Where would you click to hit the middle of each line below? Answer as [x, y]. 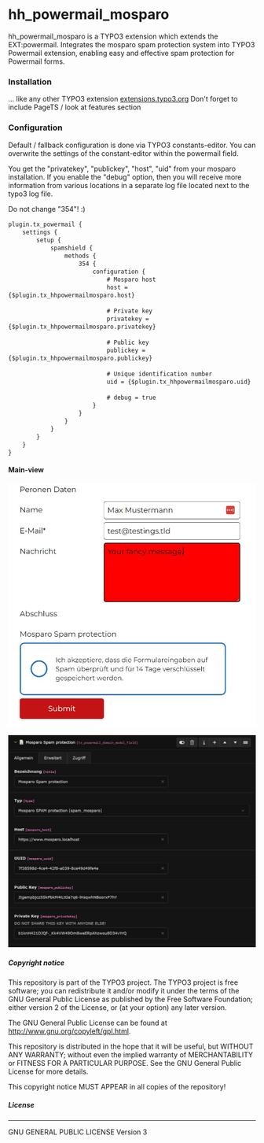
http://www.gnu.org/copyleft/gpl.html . [70, 1031]
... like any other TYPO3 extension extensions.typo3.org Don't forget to [123, 99]
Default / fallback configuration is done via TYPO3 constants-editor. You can [132, 145]
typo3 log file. [31, 194]
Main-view [26, 470]
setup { [49, 240]
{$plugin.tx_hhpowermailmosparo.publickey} [81, 358]
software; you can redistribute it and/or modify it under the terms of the [124, 990]
